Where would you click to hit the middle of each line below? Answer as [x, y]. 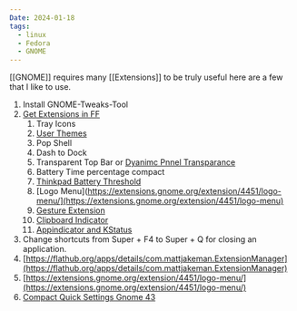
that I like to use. [40, 87]
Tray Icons [56, 124]
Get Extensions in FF [61, 114]
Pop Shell [54, 143]
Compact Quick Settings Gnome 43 [89, 297]
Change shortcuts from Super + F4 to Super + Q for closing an [139, 239]
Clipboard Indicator [72, 220]
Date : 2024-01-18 [42, 18]
